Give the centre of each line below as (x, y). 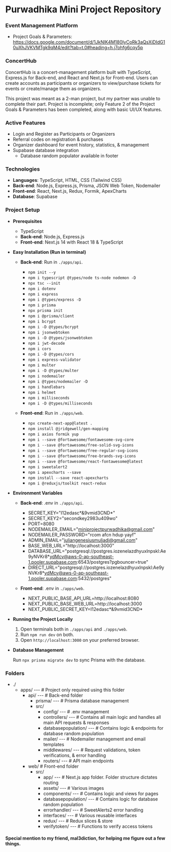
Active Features (25, 123)
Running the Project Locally (43, 619)
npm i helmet (42, 392)
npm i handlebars (46, 387)
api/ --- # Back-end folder (56, 695)
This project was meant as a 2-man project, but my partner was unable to (83, 98)
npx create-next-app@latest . (60, 423)
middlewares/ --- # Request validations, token (92, 750)
